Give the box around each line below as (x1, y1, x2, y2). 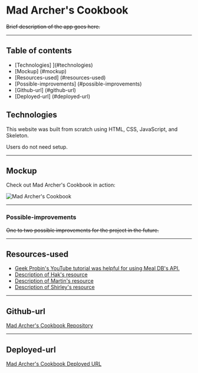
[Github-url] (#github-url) (14, 86, 77, 93)
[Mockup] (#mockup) (14, 67, 67, 74)
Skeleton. (6, 132, 29, 139)
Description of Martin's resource (14, 277, 94, 284)
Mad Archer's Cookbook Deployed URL (6, 361, 102, 368)
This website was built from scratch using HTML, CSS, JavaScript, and (6, 125, 178, 133)
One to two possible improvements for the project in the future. (6, 227, 159, 234)
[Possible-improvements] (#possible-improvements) (14, 80, 143, 87)
